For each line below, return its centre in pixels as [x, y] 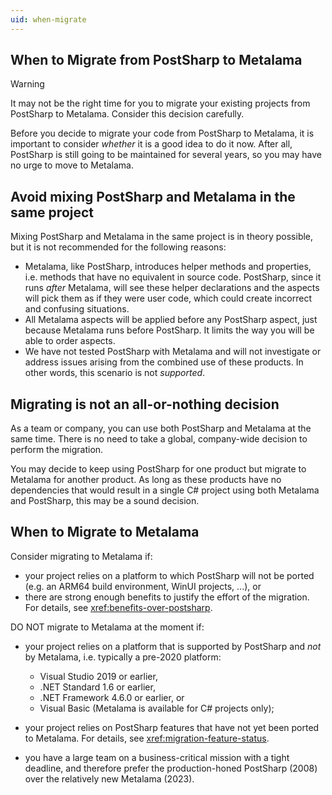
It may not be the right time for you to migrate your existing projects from [160, 103]
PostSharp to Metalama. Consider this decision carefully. [127, 114]
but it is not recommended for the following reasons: [118, 247]
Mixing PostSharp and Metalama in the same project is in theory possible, [162, 237]
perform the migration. [57, 450]
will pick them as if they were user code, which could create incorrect [168, 298]
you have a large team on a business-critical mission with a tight [157, 757]
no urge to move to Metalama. [72, 165]
